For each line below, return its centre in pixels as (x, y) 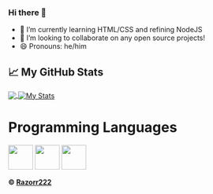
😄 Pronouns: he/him (53, 46)
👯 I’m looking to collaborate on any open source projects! (112, 38)
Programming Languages (93, 127)
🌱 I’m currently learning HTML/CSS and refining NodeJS (111, 30)
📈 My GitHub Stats (56, 72)
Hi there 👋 (28, 13)
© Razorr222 (30, 182)
